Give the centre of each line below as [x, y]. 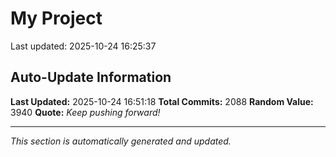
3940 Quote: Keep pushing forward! [85, 112]
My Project [56, 18]
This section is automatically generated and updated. [121, 141]
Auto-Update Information [91, 77]
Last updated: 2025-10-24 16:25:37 [83, 46]
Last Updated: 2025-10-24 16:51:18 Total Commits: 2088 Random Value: [162, 101]
